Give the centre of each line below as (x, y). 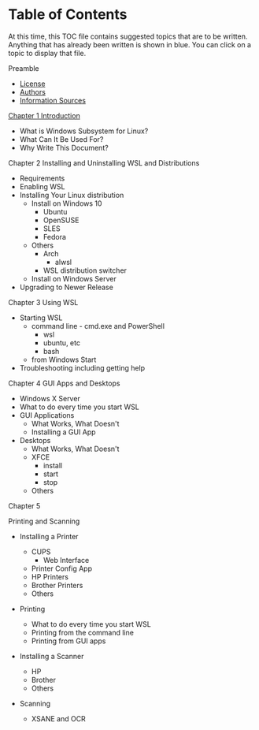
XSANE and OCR (59, 718)
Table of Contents (68, 15)
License (32, 84)
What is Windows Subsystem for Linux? (84, 131)
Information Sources (53, 100)
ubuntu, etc (62, 343)
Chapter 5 (24, 505)
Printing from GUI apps (68, 641)
